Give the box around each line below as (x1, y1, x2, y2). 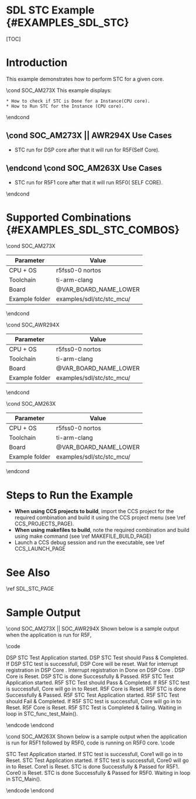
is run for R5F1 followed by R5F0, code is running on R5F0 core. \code (6, 739, 175, 746)
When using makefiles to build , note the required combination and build (14, 527, 190, 534)
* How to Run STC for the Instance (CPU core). (6, 103, 125, 109)
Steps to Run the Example (6, 488, 133, 502)
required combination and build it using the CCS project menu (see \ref (14, 514, 186, 521)
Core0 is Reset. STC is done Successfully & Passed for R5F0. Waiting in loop (6, 770, 191, 777)
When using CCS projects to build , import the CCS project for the (14, 508, 174, 515)
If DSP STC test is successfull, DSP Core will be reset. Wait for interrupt (6, 660, 178, 667)
